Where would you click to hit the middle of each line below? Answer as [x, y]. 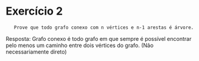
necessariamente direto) [37, 52]
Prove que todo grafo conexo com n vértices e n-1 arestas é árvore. [104, 27]
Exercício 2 [34, 11]
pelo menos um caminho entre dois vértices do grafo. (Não [80, 45]
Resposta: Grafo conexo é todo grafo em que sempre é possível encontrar [99, 38]
